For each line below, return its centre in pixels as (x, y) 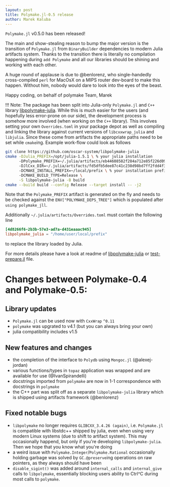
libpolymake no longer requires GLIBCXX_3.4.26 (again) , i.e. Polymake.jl (88, 425)
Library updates (31, 309)
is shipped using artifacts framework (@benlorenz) (66, 397)
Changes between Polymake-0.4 (76, 280)
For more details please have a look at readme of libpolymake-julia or (77, 254)
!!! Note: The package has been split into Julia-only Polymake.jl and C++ (80, 105)
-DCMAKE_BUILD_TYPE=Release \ (50, 175)
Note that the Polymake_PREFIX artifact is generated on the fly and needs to (83, 194)
